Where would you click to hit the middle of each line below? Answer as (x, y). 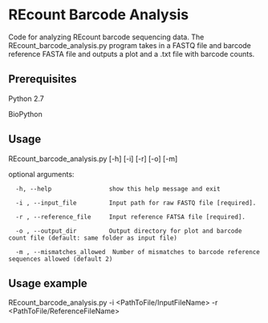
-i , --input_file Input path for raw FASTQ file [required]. (136, 203)
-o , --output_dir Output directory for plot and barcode (129, 231)
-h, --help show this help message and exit (118, 189)
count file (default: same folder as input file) (93, 238)
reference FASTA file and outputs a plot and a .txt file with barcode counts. (132, 54)
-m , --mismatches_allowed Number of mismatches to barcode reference (138, 252)
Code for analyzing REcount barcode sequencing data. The (106, 37)
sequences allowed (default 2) (61, 259)
